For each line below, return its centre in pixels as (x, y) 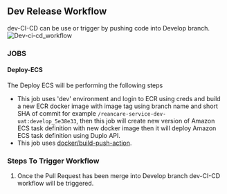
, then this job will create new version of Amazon (145, 121)
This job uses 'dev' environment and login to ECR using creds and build (119, 98)
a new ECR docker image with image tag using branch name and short (117, 106)
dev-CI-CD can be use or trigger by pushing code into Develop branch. (108, 28)
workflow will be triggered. (55, 184)
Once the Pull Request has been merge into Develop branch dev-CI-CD (119, 176)
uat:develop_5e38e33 (47, 121)
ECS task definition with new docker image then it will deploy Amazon (117, 128)
